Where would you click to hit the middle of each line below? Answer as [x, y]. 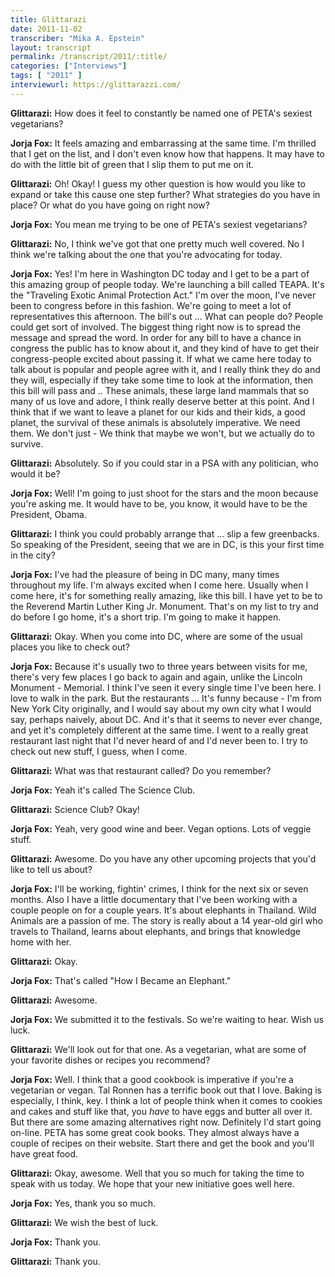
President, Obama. [48, 514]
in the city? [33, 555]
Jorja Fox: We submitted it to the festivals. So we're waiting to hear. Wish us [167, 1019]
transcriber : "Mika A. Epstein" [77, 38]
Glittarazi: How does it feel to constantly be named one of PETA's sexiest [161, 113]
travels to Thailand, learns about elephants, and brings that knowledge [156, 931]
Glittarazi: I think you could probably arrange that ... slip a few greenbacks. [165, 533]
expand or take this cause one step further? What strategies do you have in [165, 194]
